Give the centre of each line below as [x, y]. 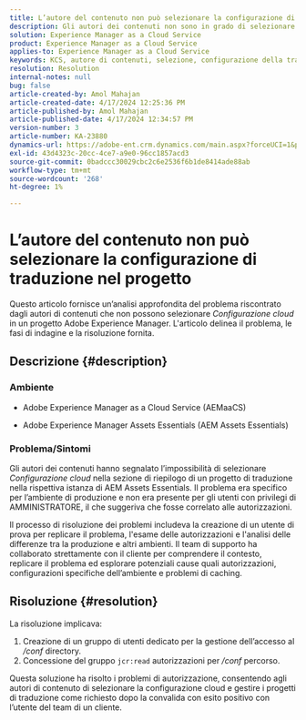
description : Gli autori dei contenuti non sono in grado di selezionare [153, 26]
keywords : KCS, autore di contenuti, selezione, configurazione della [146, 60]
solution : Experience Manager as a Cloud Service [106, 35]
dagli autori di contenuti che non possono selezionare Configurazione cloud [152, 314]
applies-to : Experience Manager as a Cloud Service [109, 52]
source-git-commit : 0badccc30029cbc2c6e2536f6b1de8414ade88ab [130, 162]
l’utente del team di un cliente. [66, 707]
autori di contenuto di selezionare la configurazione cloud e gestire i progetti [153, 687]
